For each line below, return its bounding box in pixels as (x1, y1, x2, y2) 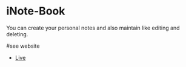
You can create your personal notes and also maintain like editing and (6, 24, 180, 31)
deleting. (6, 30, 28, 37)
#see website (6, 42, 40, 49)
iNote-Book (6, 4, 65, 18)
